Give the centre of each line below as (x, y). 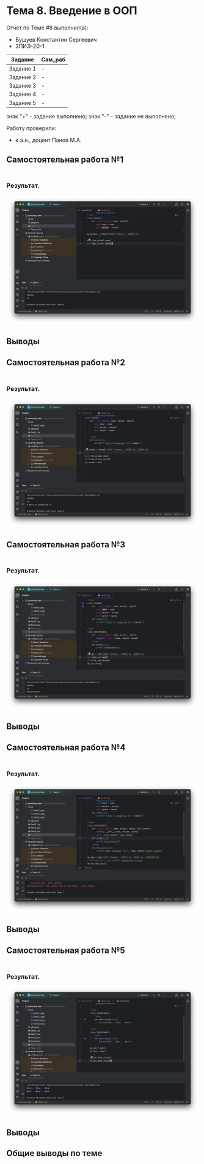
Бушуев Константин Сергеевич (56, 39)
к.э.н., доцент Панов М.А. (48, 140)
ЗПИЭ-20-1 (30, 46)
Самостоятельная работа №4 (66, 747)
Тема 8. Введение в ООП (72, 11)
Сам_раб (53, 60)
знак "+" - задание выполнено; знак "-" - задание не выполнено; (91, 117)
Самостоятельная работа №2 (66, 362)
